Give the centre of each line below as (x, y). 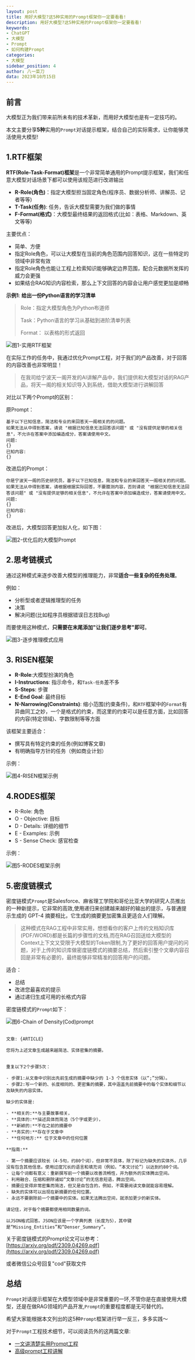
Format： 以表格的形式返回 (53, 333)
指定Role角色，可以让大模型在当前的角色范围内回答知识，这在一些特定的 (102, 253)
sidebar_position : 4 (31, 66)
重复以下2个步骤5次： (28, 1067)
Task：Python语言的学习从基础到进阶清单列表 (76, 320)
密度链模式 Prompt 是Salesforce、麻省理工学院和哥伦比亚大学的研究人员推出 (96, 901)
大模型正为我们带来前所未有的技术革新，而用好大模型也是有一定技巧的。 (93, 117)
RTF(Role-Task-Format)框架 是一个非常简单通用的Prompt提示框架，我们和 (95, 172)
